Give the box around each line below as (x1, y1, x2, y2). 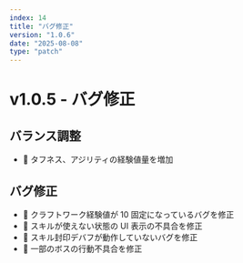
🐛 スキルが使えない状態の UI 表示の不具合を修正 (22, 220, 203, 231)
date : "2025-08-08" (9, 38, 84, 48)
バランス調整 (9, 128, 82, 144)
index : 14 (9, 13, 47, 23)
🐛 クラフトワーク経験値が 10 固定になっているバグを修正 (22, 208, 235, 219)
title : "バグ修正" (9, 22, 75, 31)
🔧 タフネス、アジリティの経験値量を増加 (22, 154, 174, 165)
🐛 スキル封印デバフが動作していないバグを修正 (22, 231, 198, 242)
